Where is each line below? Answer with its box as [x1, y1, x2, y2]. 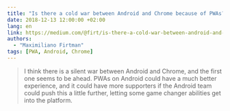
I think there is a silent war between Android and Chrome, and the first [23, 66, 222, 75]
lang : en [7, 23, 32, 29]
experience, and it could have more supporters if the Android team [23, 82, 212, 90]
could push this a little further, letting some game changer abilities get [23, 88, 221, 97]
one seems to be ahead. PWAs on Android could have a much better [23, 74, 217, 82]
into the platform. [23, 96, 73, 104]
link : [7, 29, 23, 36]
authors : [7, 36, 32, 42]
